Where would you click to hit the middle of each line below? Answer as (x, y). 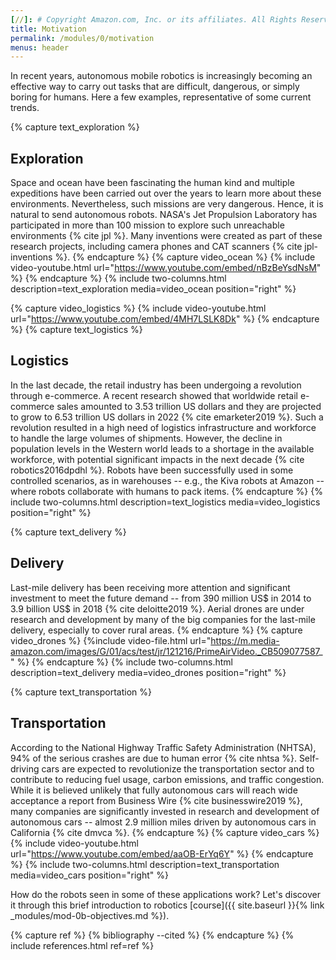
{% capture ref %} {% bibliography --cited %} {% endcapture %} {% (152, 935)
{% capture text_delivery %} (68, 532)
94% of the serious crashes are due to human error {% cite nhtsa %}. (153, 758)
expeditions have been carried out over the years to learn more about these (166, 193)
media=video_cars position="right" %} (89, 875)
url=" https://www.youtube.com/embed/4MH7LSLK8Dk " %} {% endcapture (165, 319)
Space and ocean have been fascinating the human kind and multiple (152, 183)
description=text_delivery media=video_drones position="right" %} (148, 672)
